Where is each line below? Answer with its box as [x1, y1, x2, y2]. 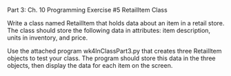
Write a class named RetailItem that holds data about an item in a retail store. [7, 19, 225, 27]
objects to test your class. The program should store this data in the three [7, 54, 216, 62]
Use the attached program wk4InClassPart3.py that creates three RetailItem [7, 47, 222, 55]
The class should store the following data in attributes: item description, [7, 27, 211, 34]
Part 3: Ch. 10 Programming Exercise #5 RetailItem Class [7, 6, 168, 14]
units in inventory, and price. [7, 34, 88, 42]
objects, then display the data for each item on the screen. [7, 62, 173, 69]
